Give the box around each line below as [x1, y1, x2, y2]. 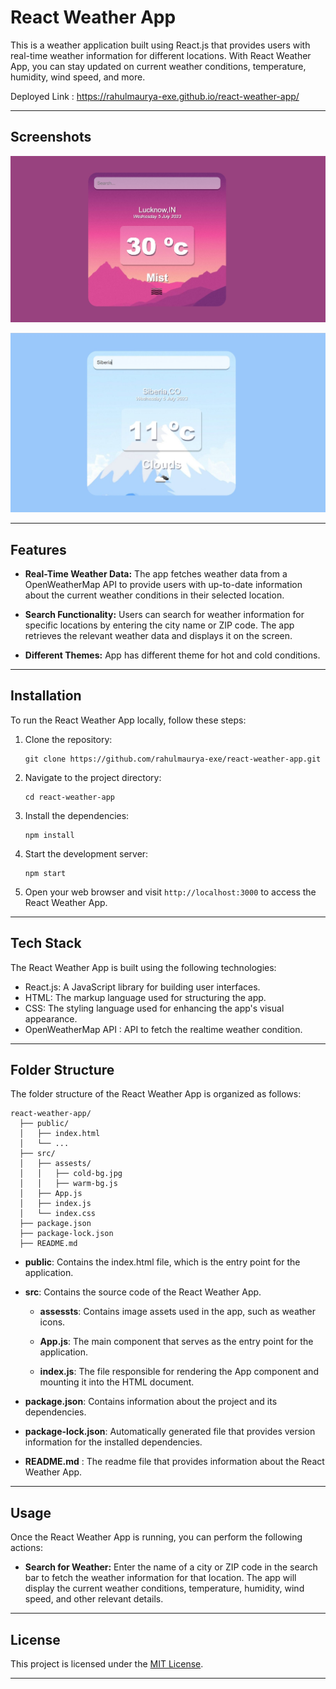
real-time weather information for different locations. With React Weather [10, 49, 312, 61]
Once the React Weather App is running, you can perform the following [10, 1531, 303, 1543]
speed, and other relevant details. [24, 1593, 164, 1605]
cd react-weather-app [24, 792, 115, 802]
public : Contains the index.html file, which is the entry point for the [24, 1256, 301, 1268]
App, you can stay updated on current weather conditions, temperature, [10, 60, 307, 72]
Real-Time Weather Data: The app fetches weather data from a [24, 568, 288, 580]
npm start [24, 868, 67, 878]
